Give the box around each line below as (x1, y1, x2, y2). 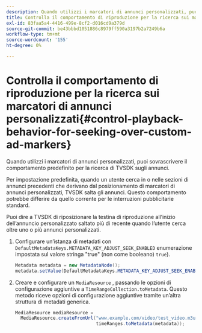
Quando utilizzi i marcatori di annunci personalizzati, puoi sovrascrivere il (6, 157, 188, 165)
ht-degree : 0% (6, 43, 42, 49)
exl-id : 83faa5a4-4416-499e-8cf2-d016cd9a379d (6, 20, 125, 26)
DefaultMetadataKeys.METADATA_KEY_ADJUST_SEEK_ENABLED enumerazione (14, 244, 192, 251)
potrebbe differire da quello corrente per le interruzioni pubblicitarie (6, 195, 174, 202)
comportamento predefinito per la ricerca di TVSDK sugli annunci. (6, 164, 170, 171)
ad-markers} (6, 138, 72, 151)
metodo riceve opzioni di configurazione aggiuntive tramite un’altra (14, 291, 182, 299)
